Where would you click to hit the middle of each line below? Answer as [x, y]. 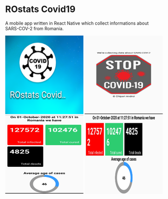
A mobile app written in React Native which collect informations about [77, 23]
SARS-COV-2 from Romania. [34, 28]
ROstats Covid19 [40, 9]
